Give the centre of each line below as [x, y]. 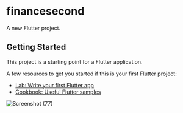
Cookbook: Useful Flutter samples [58, 92]
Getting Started [36, 47]
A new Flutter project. [34, 28]
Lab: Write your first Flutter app [55, 85]
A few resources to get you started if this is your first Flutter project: [91, 74]
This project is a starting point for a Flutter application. [74, 61]
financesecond [45, 11]
